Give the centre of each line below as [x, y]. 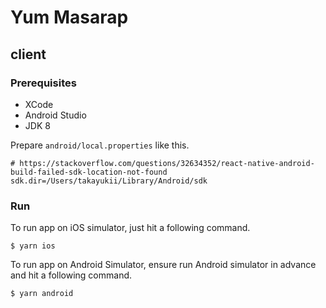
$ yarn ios [33, 246]
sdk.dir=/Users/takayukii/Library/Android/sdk [109, 181]
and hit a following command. [71, 275]
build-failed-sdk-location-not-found [89, 172]
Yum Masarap [69, 17]
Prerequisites [43, 83]
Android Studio [55, 115]
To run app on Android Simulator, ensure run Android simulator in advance [163, 265]
